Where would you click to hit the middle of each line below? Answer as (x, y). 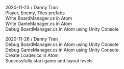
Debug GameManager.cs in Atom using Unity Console (62, 50)
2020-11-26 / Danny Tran (32, 39)
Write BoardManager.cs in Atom (39, 18)
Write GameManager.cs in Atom (39, 24)
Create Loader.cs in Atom (32, 55)
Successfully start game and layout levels (49, 61)
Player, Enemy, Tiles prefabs (35, 13)
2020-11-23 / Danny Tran (32, 7)
